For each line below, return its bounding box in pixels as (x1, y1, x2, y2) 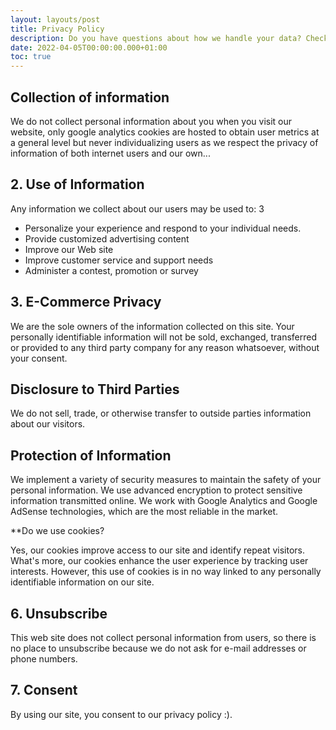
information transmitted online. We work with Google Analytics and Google (10, 495, 318, 507)
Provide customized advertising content (24, 232, 190, 245)
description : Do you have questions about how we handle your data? (10, 33, 302, 43)
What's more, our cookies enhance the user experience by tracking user (10, 555, 309, 567)
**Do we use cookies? (10, 525, 105, 537)
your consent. (10, 352, 68, 364)
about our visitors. (10, 418, 86, 430)
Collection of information (10, 89, 170, 106)
